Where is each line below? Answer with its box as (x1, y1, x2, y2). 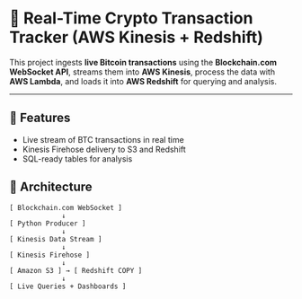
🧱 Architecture (9, 180, 93, 195)
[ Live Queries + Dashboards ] (9, 282, 127, 291)
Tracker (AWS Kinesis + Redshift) (9, 27, 263, 48)
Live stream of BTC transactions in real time (22, 134, 184, 145)
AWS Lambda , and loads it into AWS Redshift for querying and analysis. (9, 75, 277, 86)
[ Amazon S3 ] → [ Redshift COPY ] (9, 266, 143, 275)
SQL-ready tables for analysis (22, 153, 133, 164)
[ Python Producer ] (9, 219, 87, 228)
